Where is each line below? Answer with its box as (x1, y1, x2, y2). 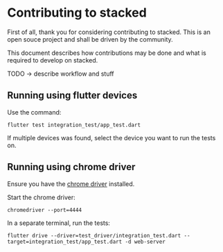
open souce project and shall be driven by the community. (7, 35, 173, 43)
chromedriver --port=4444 (7, 206, 82, 213)
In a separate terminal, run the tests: (7, 219, 111, 227)
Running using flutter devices (7, 90, 138, 101)
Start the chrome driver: (7, 193, 75, 201)
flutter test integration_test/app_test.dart (7, 121, 141, 128)
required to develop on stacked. (7, 56, 98, 64)
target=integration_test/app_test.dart (7, 238, 123, 245)
